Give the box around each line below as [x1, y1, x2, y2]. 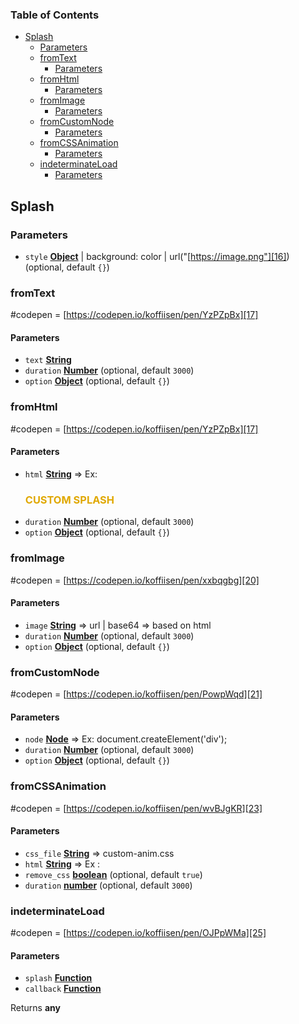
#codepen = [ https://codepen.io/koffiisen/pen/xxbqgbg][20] [10, 574, 260, 586]
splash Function [24, 972, 93, 984]
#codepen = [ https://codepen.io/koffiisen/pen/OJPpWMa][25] [10, 927, 267, 939]
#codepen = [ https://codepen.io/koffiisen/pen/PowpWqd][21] [10, 688, 263, 700]
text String [24, 354, 72, 366]
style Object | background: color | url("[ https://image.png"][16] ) [24, 250, 290, 262]
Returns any [10, 1002, 61, 1014]
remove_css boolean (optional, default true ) [24, 868, 203, 880]
